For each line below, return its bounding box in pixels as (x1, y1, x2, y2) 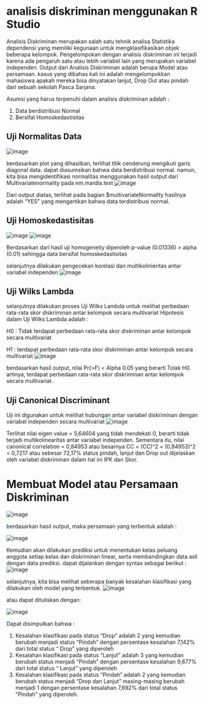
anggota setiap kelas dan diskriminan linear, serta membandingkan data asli (6, 553, 198, 560)
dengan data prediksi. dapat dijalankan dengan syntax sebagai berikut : (6, 560, 187, 567)
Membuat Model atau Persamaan (6, 478, 179, 492)
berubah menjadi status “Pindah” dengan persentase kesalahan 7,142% (15, 638, 195, 646)
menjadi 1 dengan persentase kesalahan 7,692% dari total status (15, 684, 178, 692)
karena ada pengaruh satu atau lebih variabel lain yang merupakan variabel (6, 57, 197, 64)
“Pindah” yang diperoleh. (15, 690, 78, 698)
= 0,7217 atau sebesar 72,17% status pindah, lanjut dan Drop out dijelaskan (6, 449, 195, 457)
